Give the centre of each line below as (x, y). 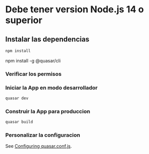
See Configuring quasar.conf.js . (39, 146)
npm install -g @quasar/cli (33, 60)
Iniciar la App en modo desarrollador (51, 87)
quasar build (19, 122)
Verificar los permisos (34, 74)
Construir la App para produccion (48, 111)
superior (24, 20)
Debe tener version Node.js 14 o (75, 9)
